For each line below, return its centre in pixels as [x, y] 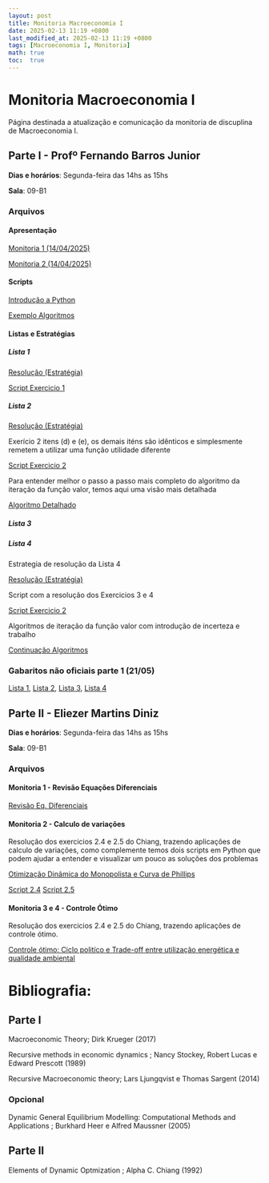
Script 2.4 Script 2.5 [41, 890]
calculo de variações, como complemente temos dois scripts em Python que [134, 850]
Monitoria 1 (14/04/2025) [49, 248]
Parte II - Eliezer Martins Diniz [84, 713]
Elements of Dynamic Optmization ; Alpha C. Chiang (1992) [105, 1170]
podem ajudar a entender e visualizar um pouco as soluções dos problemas [133, 859]
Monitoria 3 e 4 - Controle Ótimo [63, 908]
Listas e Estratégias [42, 334]
